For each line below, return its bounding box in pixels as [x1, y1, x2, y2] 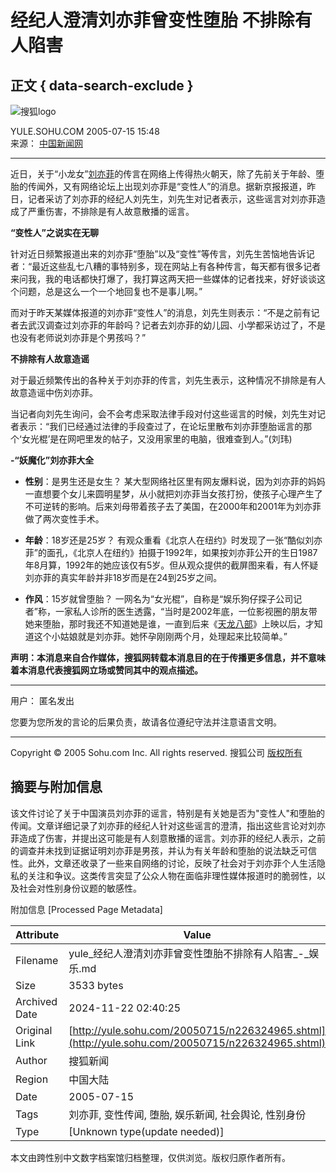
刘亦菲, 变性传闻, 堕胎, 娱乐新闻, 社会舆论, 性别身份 [68, 1107, 307, 1121]
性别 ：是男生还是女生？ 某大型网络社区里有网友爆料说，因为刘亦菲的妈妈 [24, 476, 326, 487]
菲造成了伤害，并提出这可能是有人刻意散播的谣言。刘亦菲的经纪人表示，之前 [10, 832, 326, 844]
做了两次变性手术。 [24, 513, 105, 525]
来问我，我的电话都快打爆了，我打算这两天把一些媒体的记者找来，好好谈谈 [10, 273, 317, 285]
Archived [15, 994, 58, 1008]
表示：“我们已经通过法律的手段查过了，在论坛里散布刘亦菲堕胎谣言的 [18, 421, 304, 432]
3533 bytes [68, 978, 124, 992]
